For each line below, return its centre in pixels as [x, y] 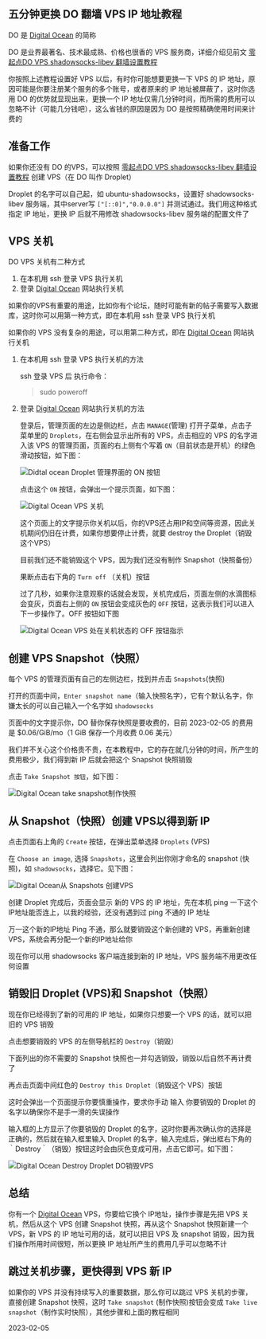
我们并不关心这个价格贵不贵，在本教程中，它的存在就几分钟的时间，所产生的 [133, 750]
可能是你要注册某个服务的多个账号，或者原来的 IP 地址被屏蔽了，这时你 [131, 88]
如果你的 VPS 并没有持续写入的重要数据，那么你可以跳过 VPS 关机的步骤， [130, 1292]
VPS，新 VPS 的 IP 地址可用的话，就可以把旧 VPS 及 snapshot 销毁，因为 [128, 1234]
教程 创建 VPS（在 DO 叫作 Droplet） [75, 177]
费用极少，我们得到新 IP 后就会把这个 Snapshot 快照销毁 [100, 760]
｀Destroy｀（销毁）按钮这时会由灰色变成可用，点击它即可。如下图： [122, 1149]
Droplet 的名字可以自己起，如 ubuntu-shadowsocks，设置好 [106, 194]
